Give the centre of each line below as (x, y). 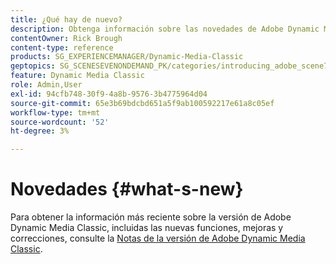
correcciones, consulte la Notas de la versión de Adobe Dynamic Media (158, 238)
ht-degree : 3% (40, 131)
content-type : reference (62, 47)
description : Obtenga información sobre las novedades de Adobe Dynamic (165, 29)
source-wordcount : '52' (60, 122)
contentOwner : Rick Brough (66, 38)
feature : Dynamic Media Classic (77, 76)
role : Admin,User (46, 85)
